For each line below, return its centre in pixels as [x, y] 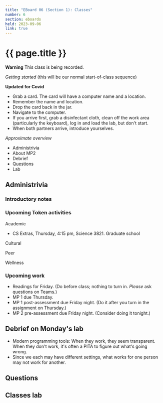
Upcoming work [25, 276]
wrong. [20, 351]
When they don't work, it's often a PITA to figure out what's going [80, 346]
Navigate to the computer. [39, 112]
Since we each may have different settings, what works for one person [85, 357]
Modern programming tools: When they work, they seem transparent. [84, 341]
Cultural [13, 243]
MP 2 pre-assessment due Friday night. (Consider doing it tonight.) [81, 313]
